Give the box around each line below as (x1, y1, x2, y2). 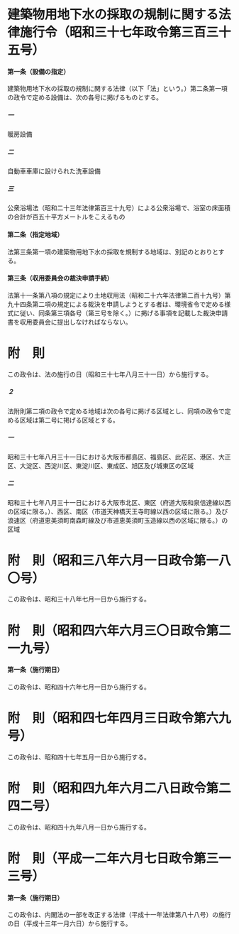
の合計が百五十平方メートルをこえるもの (7, 212, 126, 221)
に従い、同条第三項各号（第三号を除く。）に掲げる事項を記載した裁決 (13, 308, 216, 317)
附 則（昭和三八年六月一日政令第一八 (7, 552, 232, 568)
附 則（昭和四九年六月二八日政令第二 (7, 781, 232, 796)
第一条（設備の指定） (7, 67, 70, 75)
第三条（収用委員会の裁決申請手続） (7, 274, 113, 283)
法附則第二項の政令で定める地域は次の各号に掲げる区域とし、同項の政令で (7, 406, 225, 416)
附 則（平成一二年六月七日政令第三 (7, 850, 219, 867)
